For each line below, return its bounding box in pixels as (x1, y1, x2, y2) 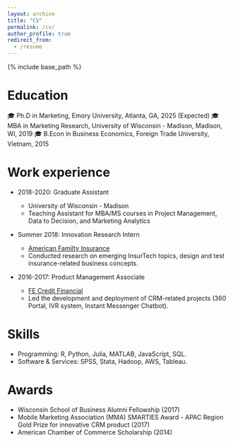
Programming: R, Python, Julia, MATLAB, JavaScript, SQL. (17, 350, 187, 358)
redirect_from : (7, 37, 52, 44)
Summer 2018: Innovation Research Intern (17, 230, 140, 238)
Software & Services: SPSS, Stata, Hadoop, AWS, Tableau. (17, 357, 188, 365)
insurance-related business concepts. (28, 259, 139, 267)
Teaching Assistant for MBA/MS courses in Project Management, (28, 209, 217, 217)
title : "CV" (7, 17, 42, 24)
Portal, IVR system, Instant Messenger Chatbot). (28, 301, 169, 310)
